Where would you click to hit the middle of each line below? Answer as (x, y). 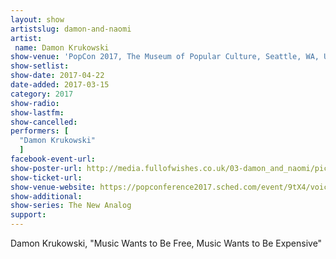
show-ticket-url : (46, 177)
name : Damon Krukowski (62, 47)
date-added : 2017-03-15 (60, 85)
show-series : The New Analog (71, 206)
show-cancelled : (44, 122)
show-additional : (46, 196)
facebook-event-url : (53, 159)
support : (28, 215)
